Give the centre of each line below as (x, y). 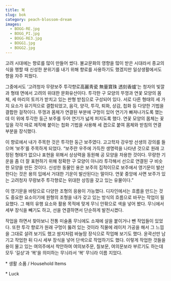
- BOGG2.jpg (23, 48)
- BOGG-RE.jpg (25, 29)
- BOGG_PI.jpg (25, 34)
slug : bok (16, 15)
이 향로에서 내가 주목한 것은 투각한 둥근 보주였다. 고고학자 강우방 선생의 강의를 (83, 142)
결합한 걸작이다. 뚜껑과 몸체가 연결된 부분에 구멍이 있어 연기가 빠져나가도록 (80, 112)
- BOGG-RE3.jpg (26, 39)
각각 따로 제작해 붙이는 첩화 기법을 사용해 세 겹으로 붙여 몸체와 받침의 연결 (88, 125)
